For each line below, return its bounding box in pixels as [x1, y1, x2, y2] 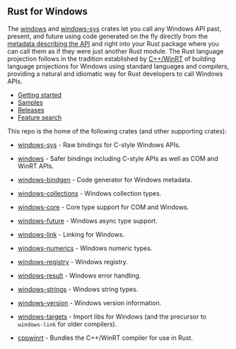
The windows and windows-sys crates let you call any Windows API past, [7, 24, 222, 32]
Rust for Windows [7, 6, 88, 18]
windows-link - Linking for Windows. [17, 230, 125, 239]
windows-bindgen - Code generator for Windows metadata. [17, 175, 192, 184]
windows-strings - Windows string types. [17, 285, 138, 293]
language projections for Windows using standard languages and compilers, [7, 61, 230, 70]
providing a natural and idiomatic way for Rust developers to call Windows [7, 69, 223, 78]
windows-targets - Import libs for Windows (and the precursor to [17, 312, 207, 321]
